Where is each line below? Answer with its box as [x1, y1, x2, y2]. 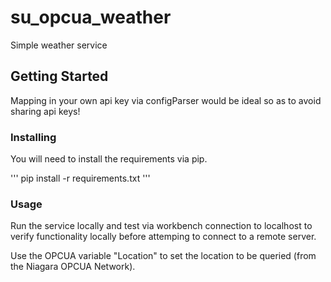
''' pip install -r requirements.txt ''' [10, 172, 151, 185]
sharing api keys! [10, 105, 81, 117]
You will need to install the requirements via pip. [10, 153, 208, 165]
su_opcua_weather [10, 6, 172, 29]
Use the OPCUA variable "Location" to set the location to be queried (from [10, 250, 317, 262]
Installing [10, 130, 57, 144]
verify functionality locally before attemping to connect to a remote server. [10, 231, 317, 243]
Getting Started [10, 68, 109, 85]
